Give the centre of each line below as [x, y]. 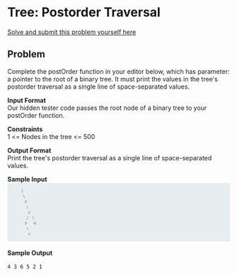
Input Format [27, 100]
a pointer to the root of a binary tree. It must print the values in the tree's [112, 79]
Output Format [29, 150]
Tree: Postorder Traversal [84, 12]
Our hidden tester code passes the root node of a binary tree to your [107, 108]
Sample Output [30, 253]
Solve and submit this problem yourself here [72, 32]
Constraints [25, 129]
